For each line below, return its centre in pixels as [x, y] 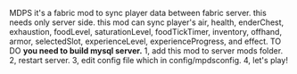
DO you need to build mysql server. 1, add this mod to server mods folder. [146, 51]
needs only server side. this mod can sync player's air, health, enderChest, [147, 22]
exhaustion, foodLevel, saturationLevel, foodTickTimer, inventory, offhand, [146, 32]
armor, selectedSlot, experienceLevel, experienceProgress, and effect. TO [145, 41]
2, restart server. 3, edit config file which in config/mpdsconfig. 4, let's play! [148, 60]
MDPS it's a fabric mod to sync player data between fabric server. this [138, 13]
